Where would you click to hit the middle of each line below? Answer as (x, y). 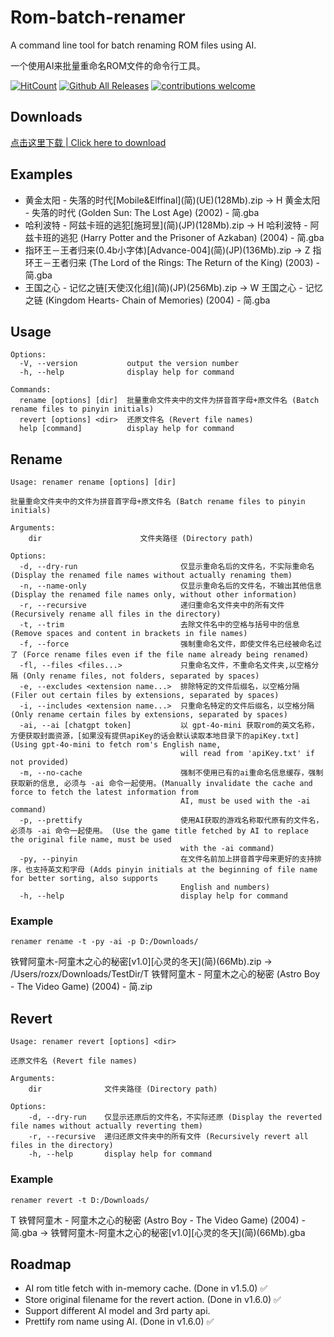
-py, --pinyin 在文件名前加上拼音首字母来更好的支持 (167, 859)
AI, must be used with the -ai (245, 801)
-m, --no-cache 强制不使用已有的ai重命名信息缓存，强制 (171, 773)
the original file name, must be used (91, 840)
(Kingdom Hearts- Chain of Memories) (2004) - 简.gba (157, 300)
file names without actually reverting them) (106, 1126)
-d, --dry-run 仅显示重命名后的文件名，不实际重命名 (167, 567)
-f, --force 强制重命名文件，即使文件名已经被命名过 (170, 644)
